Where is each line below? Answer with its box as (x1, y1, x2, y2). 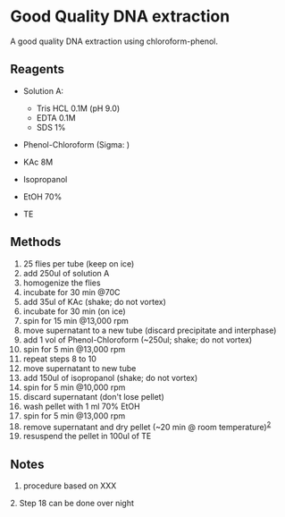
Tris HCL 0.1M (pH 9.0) (36, 103, 120, 114)
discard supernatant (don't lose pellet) (22, 391, 164, 402)
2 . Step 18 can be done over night (10, 498, 135, 509)
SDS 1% (36, 122, 66, 132)
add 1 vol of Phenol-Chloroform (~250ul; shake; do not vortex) (22, 334, 253, 345)
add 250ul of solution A (22, 267, 110, 278)
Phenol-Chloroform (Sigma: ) (22, 139, 130, 149)
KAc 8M (22, 157, 54, 167)
